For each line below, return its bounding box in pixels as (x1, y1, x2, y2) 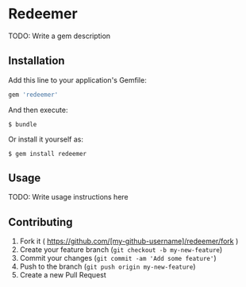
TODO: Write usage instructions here (8, 192, 129, 202)
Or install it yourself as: (8, 134, 83, 144)
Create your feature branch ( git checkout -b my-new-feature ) (19, 245, 223, 254)
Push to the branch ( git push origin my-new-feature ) (19, 262, 196, 271)
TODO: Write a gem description (8, 31, 111, 41)
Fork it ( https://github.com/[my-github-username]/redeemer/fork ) (19, 236, 239, 246)
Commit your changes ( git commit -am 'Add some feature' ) (19, 254, 217, 263)
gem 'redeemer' (8, 91, 59, 99)
